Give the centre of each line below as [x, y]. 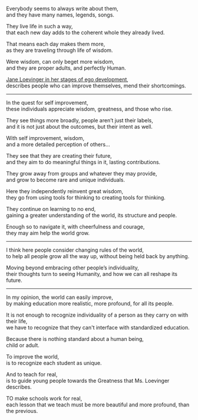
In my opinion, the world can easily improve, [60, 297]
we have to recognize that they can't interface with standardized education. [98, 328]
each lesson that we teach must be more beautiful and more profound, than [98, 405]
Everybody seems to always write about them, [62, 9]
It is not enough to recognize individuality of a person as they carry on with [97, 315]
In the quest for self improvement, [47, 102]
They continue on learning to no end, [51, 209]
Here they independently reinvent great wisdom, [65, 191]
